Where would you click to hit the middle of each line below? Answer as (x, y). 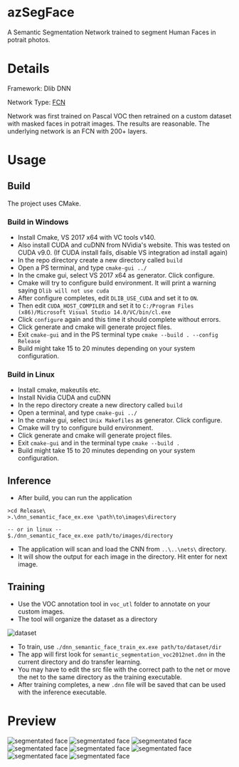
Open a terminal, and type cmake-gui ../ (77, 413)
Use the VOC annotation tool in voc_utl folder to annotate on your (114, 604)
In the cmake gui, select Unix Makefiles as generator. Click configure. (120, 420)
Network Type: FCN (36, 102)
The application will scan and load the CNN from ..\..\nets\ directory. (122, 549)
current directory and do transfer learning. (80, 662)
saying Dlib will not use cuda (63, 290)
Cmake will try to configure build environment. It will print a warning (117, 283)
